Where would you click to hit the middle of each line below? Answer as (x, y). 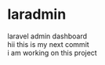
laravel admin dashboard (47, 36)
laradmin (37, 14)
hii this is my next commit (48, 44)
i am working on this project (52, 52)
